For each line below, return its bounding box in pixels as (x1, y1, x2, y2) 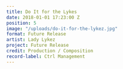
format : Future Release (6, 31, 67, 37)
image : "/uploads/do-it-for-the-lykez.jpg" (6, 25, 118, 32)
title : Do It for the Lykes (6, 8, 78, 15)
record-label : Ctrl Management (6, 53, 85, 59)
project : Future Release (6, 43, 69, 49)
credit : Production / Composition (6, 48, 94, 54)
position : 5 (6, 20, 36, 26)
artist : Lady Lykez (6, 37, 56, 43)
